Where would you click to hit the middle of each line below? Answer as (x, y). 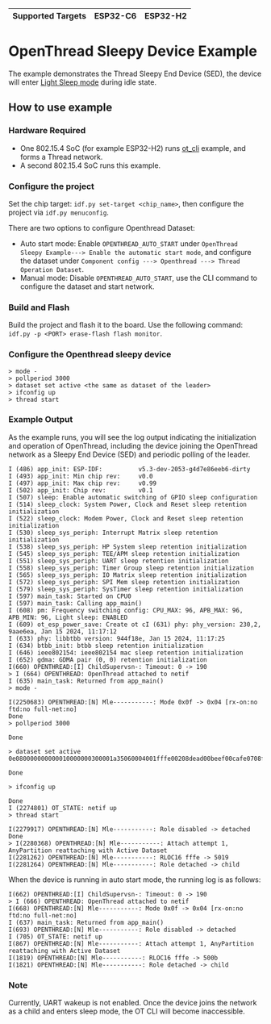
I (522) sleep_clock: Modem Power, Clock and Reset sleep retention (126, 518)
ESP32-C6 (115, 16)
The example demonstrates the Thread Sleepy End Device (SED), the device (135, 73)
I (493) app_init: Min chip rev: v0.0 (81, 476)
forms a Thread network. (61, 157)
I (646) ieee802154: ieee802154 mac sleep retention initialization (126, 653)
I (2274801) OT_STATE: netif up (63, 808)
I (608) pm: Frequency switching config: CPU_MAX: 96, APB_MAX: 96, (126, 610)
